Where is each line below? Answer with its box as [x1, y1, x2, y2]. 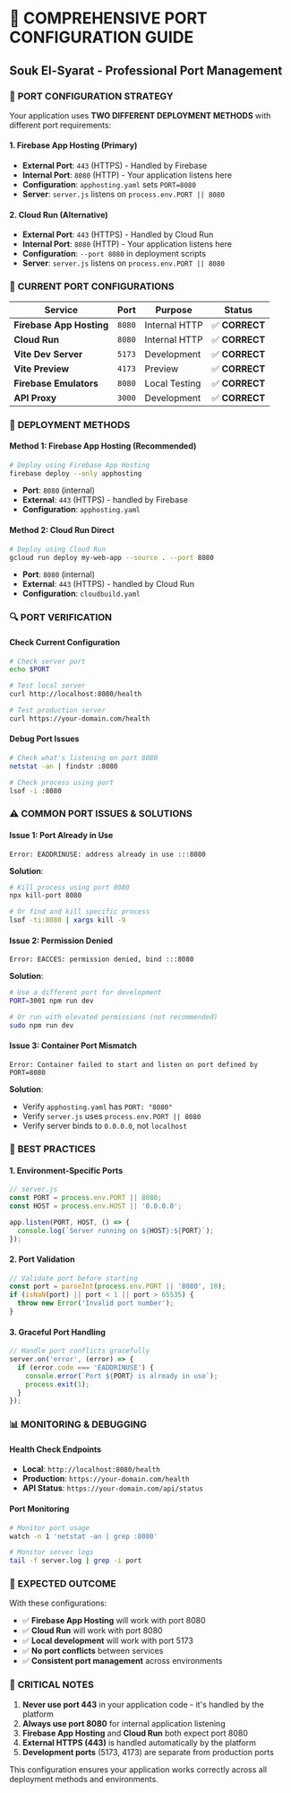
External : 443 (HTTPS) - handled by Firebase [21, 494, 188, 505]
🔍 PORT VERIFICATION [9, 611, 113, 624]
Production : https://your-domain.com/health [21, 1474, 190, 1484]
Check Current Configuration [9, 636, 121, 647]
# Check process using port [9, 778, 115, 787]
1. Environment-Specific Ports [9, 1165, 124, 1176]
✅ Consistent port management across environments [21, 1656, 223, 1666]
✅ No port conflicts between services [21, 1646, 164, 1657]
